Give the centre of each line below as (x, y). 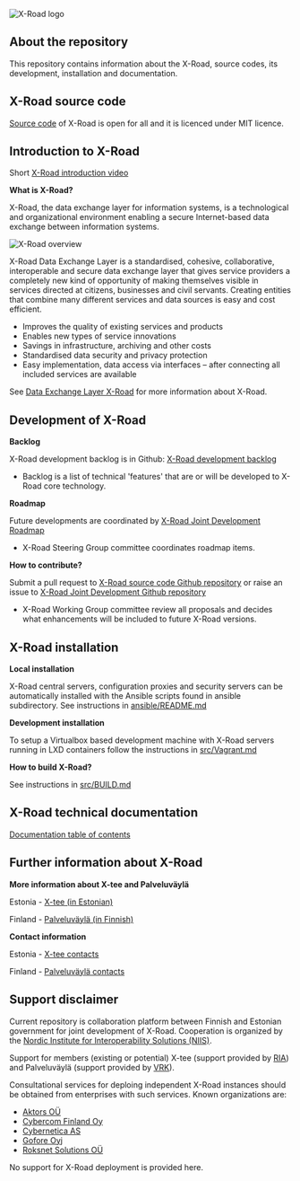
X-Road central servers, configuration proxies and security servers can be (146, 686)
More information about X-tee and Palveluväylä (99, 884)
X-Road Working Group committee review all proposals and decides (147, 610)
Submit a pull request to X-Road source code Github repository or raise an (146, 583)
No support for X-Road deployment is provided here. (107, 1167)
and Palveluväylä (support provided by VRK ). (92, 1067)
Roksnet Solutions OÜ (63, 1150)
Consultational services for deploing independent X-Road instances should (148, 1084)
